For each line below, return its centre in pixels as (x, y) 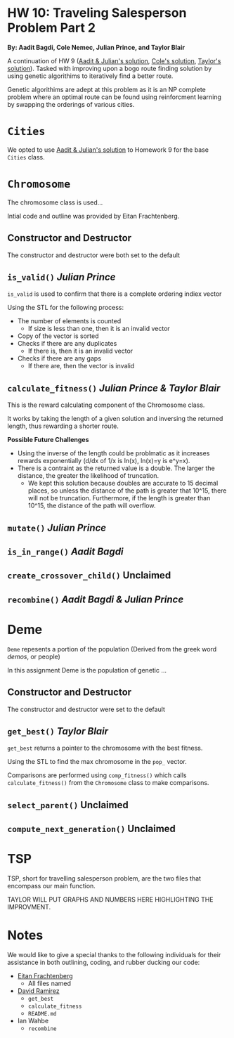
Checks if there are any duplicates (67, 344)
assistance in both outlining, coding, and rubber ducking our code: (104, 962)
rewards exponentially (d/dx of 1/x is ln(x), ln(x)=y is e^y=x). (104, 461)
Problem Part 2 (52, 28)
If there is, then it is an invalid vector (80, 351)
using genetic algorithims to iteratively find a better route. (90, 76)
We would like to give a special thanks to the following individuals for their (114, 955)
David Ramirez (38, 991)
